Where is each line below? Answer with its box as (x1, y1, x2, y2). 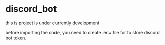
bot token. (5, 35, 27, 41)
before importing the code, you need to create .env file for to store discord (5, 29, 160, 35)
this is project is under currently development (5, 20, 100, 26)
